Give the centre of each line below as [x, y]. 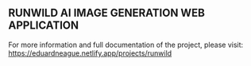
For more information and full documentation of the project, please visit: [126, 45]
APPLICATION [44, 26]
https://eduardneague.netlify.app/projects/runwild [90, 53]
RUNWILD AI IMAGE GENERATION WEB [106, 13]
